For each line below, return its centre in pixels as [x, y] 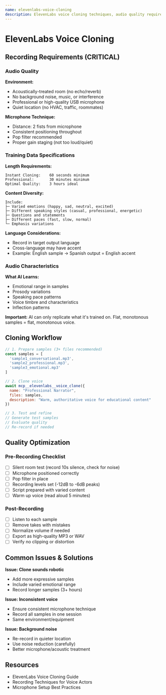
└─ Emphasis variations [30, 224]
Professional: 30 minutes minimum [47, 179]
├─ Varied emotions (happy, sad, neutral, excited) [59, 206]
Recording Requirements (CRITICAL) [62, 57]
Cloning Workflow [34, 338]
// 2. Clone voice [24, 381]
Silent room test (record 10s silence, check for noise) [66, 467]
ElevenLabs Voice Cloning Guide [45, 677]
